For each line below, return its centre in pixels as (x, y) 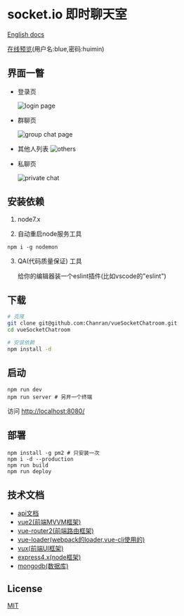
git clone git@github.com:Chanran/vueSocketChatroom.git (92, 323)
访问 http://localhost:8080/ (46, 411)
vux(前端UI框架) (40, 548)
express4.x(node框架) (49, 558)
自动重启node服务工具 (50, 234)
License (25, 589)
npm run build (28, 465)
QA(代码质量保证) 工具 (50, 260)
